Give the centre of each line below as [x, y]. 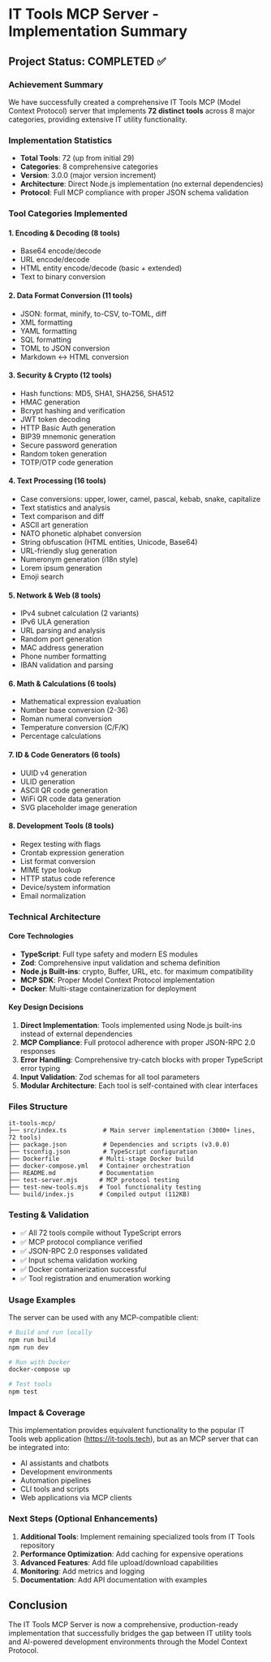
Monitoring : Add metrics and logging [82, 1571]
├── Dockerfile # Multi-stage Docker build [101, 1159]
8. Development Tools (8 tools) [61, 826]
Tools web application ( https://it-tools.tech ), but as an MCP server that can [133, 1439]
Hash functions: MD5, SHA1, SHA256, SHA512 [97, 393]
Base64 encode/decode [60, 251]
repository [37, 1545]
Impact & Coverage [47, 1412]
